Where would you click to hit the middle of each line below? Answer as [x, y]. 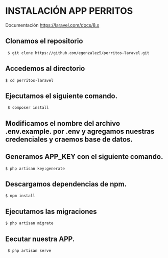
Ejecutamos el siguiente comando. [62, 96]
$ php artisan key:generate [35, 169]
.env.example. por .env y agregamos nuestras [80, 131]
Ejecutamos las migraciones [51, 211]
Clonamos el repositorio [44, 41]
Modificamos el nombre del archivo [63, 123]
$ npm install [20, 196]
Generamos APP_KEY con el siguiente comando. [84, 157]
